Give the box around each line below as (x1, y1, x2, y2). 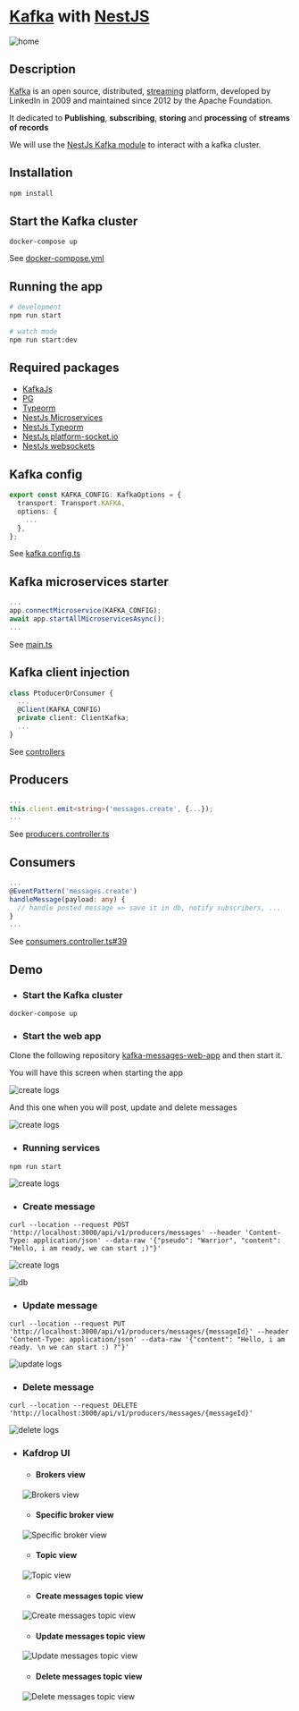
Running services (21, 1142, 101, 1155)
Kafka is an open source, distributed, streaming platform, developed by (9, 85, 271, 96)
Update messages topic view (35, 1631, 145, 1641)
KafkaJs (21, 384, 54, 394)
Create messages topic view (35, 1590, 144, 1601)
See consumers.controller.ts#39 (9, 936, 128, 947)
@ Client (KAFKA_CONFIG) (17, 705, 102, 715)
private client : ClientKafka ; (17, 714, 129, 723)
